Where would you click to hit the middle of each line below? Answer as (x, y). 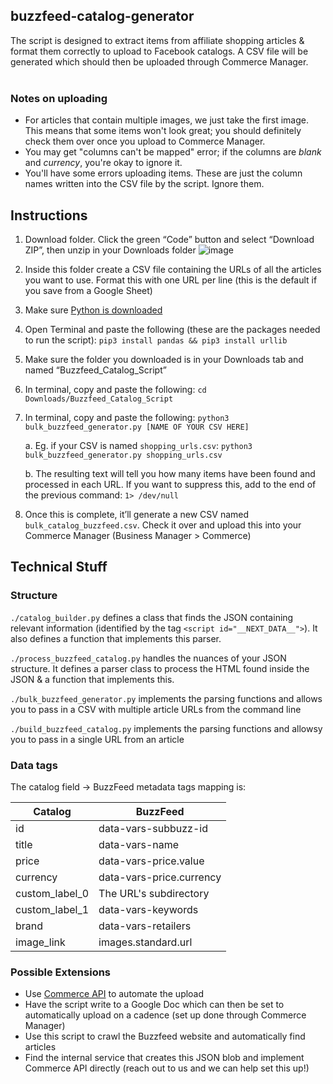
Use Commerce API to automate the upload (114, 994)
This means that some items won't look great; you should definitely (163, 131)
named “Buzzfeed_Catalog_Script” (95, 370)
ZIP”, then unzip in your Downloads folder (110, 250)
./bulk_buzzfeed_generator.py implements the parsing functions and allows (166, 698)
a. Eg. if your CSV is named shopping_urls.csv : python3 (138, 445)
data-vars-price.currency (160, 877)
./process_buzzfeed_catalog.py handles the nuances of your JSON (148, 658)
